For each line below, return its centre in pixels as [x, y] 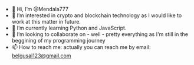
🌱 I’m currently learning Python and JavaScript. [69, 28]
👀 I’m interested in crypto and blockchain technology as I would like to [97, 15]
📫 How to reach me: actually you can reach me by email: [81, 47]
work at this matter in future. [46, 22]
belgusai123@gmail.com [42, 56]
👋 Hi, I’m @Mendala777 [40, 9]
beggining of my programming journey [58, 40]
